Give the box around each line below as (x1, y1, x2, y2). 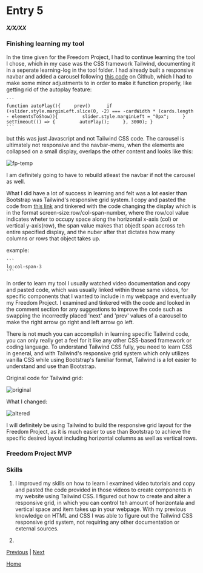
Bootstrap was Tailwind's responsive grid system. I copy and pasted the (6, 196, 186, 203)
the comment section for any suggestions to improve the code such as (6, 305, 183, 313)
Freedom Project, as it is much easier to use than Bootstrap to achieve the (6, 428, 191, 435)
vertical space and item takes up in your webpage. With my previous (15, 505, 187, 513)
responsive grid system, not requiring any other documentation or (15, 518, 180, 526)
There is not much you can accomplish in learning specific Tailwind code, (6, 330, 190, 338)
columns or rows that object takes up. (6, 235, 101, 242)
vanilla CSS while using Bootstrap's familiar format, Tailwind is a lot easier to (6, 356, 197, 363)
